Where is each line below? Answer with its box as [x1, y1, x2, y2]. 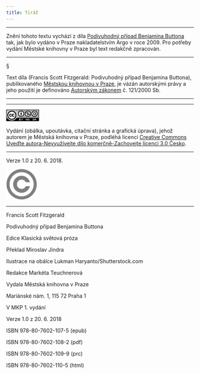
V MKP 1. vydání [6, 304, 46, 311]
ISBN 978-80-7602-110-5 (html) [6, 361, 85, 369]
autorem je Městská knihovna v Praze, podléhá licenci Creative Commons [6, 133, 187, 140]
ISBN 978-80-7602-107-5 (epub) [6, 327, 87, 334]
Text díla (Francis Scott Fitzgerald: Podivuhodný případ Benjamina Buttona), [6, 73, 192, 81]
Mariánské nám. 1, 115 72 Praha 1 [6, 292, 86, 299]
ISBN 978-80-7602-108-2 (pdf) [6, 338, 83, 345]
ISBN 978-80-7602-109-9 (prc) [6, 350, 83, 357]
